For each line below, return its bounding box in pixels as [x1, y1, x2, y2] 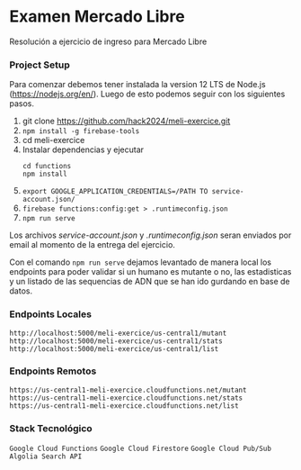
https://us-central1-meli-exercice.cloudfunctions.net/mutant [9, 385, 247, 394]
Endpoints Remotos [9, 365, 97, 377]
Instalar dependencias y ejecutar [22, 144, 145, 155]
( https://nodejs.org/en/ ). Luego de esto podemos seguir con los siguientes [9, 88, 286, 100]
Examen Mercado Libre [9, 6, 186, 27]
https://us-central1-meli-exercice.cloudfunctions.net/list [9, 401, 240, 411]
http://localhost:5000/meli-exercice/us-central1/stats [9, 336, 223, 346]
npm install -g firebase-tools [22, 127, 140, 136]
